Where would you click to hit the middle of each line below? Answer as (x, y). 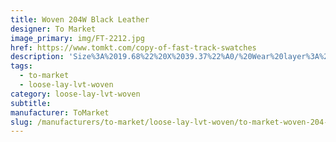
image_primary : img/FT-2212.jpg (77, 38)
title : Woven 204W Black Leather (80, 19)
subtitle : (31, 103)
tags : (21, 66)
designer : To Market (53, 29)
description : (37, 57)
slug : (21, 122)
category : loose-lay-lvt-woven (75, 94)
